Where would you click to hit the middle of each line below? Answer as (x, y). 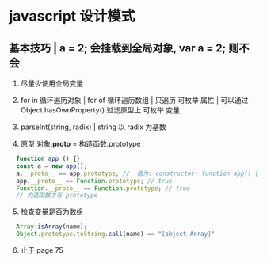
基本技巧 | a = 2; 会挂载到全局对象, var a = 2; (118, 48)
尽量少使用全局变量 (52, 83)
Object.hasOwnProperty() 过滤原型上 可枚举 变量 (100, 110)
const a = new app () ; (52, 166)
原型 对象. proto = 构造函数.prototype (80, 144)
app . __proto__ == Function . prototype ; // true (94, 181)
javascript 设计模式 (72, 16)
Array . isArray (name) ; (52, 227)
